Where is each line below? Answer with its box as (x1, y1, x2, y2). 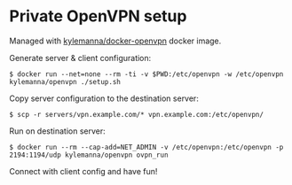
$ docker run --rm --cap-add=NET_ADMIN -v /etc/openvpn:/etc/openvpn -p (9, 143, 284, 151)
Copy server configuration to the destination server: (9, 93, 200, 104)
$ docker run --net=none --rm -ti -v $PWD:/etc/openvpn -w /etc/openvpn (9, 69, 284, 79)
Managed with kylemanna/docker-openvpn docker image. (9, 35, 222, 46)
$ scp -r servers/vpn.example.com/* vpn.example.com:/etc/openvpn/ (9, 110, 264, 119)
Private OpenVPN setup (9, 6, 187, 27)
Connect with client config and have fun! (9, 166, 158, 176)
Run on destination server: (9, 126, 107, 136)
